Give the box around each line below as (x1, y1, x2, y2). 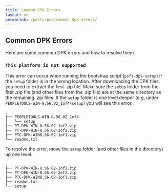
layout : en (5, 12, 29, 17)
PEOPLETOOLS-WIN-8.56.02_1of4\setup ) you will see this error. (5, 100, 133, 106)
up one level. (5, 151, 33, 158)
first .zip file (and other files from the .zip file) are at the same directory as (5, 89, 161, 95)
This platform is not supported (5, 63, 86, 68)
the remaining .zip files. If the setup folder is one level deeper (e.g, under (5, 94, 159, 101)
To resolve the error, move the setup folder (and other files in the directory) (5, 146, 163, 152)
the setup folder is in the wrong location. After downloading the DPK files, (5, 78, 160, 85)
